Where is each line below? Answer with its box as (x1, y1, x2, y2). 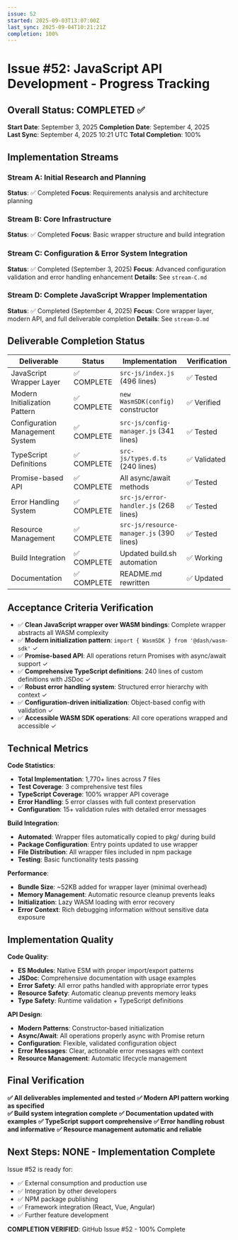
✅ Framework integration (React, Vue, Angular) (17, 1202, 156, 1211)
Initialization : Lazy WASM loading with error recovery (17, 898, 175, 906)
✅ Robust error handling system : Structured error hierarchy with (17, 682, 208, 691)
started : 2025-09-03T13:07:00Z (7, 17, 100, 24)
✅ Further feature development (17, 1210, 109, 1219)
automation (119, 557, 158, 567)
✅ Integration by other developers (17, 1187, 117, 1195)
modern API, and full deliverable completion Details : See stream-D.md (7, 314, 210, 323)
